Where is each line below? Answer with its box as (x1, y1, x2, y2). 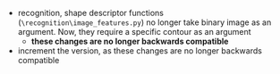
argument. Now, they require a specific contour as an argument (17, 27, 252, 37)
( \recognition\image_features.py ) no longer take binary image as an (17, 17, 272, 28)
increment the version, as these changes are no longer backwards (17, 45, 262, 56)
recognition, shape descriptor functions (17, 8, 164, 18)
